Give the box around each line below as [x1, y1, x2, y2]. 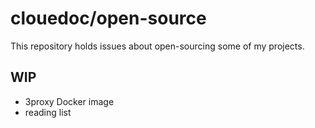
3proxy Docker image [24, 95, 115, 107]
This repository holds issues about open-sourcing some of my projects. [10, 40, 305, 52]
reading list [24, 106, 72, 118]
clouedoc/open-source [10, 7, 207, 30]
